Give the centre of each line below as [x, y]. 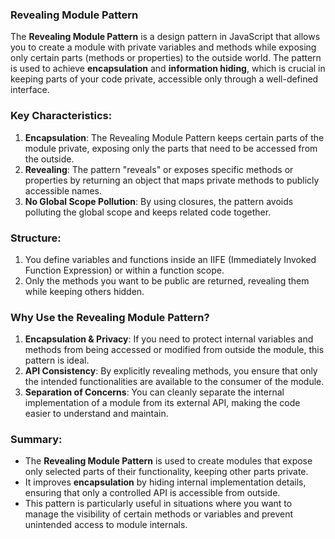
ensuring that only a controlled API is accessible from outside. [152, 493]
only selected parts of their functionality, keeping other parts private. [166, 472]
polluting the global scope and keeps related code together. [148, 212]
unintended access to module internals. [106, 525]
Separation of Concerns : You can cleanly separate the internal [154, 392]
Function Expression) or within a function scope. [124, 270]
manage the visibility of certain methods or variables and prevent [159, 514]
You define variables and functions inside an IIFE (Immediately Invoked [170, 259]
